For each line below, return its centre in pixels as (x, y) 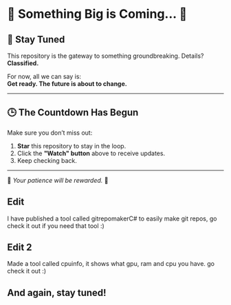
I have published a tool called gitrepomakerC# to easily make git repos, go (112, 218)
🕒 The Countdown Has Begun (73, 113)
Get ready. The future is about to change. (67, 84)
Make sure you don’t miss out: (50, 133)
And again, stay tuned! (57, 292)
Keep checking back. (47, 160)
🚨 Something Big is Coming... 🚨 (97, 14)
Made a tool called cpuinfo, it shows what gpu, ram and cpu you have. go (111, 264)
